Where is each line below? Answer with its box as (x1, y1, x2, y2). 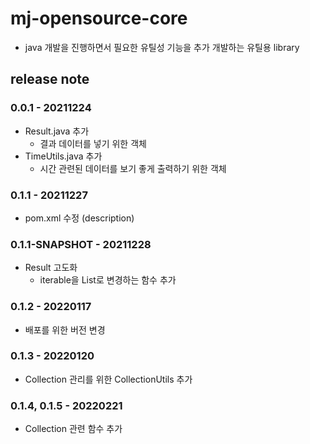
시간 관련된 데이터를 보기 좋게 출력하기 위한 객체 (39, 162, 227, 174)
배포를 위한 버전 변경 (24, 323, 106, 336)
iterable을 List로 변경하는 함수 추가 (39, 274, 177, 286)
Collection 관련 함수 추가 (24, 423, 123, 435)
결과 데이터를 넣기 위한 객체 (39, 137, 147, 149)
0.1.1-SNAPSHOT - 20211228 (10, 237, 152, 251)
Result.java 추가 (24, 125, 90, 137)
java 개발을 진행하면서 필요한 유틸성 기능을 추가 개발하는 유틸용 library (24, 41, 300, 53)
